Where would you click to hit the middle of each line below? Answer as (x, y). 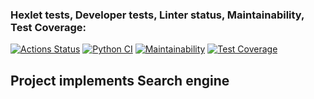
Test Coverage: (48, 27)
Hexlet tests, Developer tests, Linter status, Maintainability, (157, 15)
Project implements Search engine (120, 80)
